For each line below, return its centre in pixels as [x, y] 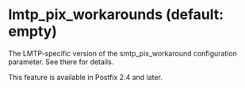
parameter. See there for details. [61, 62]
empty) [33, 31]
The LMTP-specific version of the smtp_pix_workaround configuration [123, 53]
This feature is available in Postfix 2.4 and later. [85, 77]
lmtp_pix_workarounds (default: [116, 15]
